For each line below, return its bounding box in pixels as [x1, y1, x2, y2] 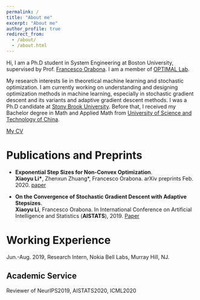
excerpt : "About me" [6, 20, 59, 26]
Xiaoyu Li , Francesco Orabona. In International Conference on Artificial [15, 206, 192, 213]
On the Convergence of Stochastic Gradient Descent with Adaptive [15, 193, 187, 200]
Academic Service [6, 271, 77, 281]
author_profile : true [6, 25, 61, 32]
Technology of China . [6, 115, 60, 123]
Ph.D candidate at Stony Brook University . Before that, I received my [6, 103, 176, 110]
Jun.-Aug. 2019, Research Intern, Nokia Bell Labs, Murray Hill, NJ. [6, 253, 170, 260]
